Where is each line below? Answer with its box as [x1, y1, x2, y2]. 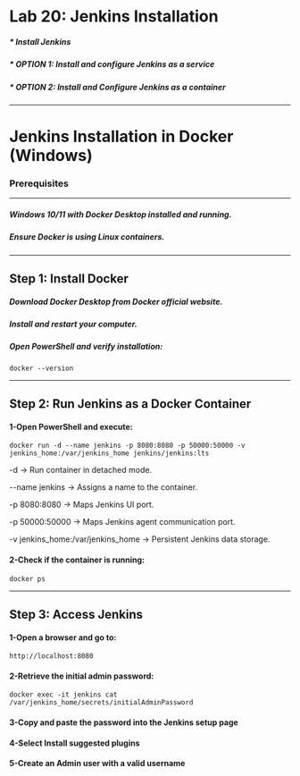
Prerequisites [9, 177, 69, 190]
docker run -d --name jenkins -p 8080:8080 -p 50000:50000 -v [9, 441, 246, 451]
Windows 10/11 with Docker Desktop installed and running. [9, 208, 232, 220]
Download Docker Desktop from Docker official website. [9, 296, 223, 307]
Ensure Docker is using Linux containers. [9, 232, 165, 242]
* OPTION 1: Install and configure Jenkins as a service [9, 59, 215, 70]
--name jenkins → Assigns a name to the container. [9, 482, 198, 493]
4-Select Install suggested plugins [9, 738, 140, 748]
